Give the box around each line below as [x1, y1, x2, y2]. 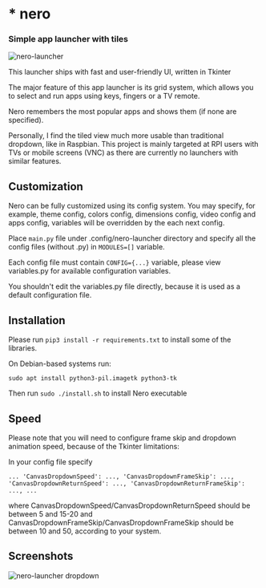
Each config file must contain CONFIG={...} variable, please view [8, 258, 222, 267]
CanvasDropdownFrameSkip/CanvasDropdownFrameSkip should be [8, 517, 234, 527]
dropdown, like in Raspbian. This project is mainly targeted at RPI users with [8, 140, 259, 149]
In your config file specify [8, 456, 93, 466]
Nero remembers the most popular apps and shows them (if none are [8, 107, 237, 116]
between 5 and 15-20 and [8, 509, 94, 518]
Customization [8, 180, 84, 193]
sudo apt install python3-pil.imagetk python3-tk [8, 375, 178, 383]
